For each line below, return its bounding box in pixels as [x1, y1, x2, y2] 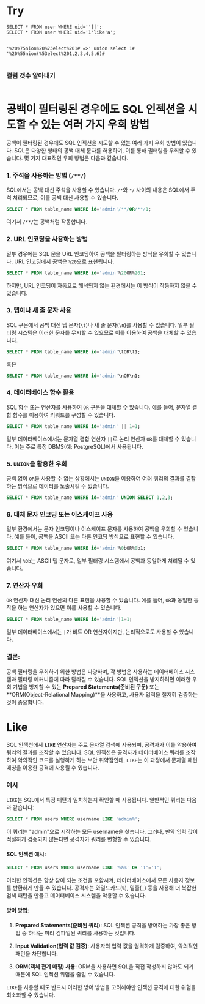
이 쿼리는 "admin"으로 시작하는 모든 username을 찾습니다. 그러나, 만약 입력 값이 [6, 828, 198, 835]
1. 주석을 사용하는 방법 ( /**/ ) [6, 171, 87, 180]
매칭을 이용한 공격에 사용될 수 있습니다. [6, 764, 99, 771]
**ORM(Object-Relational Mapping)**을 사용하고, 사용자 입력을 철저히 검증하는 [6, 691, 198, 698]
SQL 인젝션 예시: [6, 850, 46, 858]
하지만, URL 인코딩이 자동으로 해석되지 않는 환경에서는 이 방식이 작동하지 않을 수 [6, 282, 197, 289]
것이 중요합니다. [6, 699, 45, 706]
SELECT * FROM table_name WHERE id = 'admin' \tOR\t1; [6, 348, 140, 355]
